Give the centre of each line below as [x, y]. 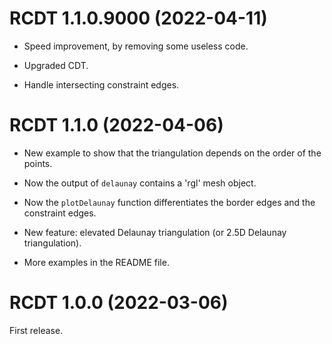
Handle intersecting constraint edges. [101, 84]
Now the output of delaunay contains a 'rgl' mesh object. [140, 183]
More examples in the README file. [96, 262]
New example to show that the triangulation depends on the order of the [172, 153]
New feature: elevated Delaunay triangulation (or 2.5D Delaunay [155, 232]
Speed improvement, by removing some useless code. [136, 46]
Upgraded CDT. [56, 65]
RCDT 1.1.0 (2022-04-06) [116, 125]
